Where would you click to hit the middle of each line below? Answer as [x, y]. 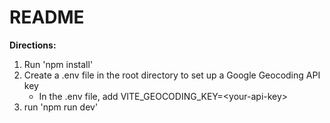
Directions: [33, 45]
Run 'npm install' [58, 64]
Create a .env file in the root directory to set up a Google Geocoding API [172, 75]
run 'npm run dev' [61, 107]
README [47, 17]
